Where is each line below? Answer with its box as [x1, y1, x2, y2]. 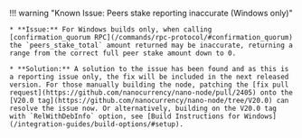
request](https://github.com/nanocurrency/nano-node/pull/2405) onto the [9, 88, 294, 97]
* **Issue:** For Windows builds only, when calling [9, 25, 212, 34]
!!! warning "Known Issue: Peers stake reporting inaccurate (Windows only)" [9, 8, 293, 18]
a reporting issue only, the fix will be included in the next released [9, 72, 289, 81]
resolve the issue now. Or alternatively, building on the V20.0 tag [9, 104, 278, 113]
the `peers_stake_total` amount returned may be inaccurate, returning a [9, 41, 294, 50]
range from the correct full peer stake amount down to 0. [9, 49, 237, 58]
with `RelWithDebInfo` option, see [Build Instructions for [9, 112, 241, 121]
